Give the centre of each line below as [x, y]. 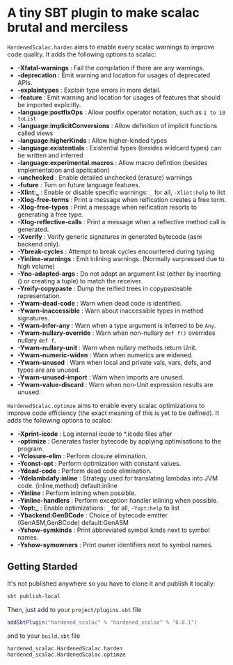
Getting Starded [42, 566]
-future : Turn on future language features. [79, 185]
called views [35, 133]
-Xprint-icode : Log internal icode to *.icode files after [95, 434]
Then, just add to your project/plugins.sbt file [74, 609]
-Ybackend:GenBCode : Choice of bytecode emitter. [93, 515]
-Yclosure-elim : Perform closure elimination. [82, 456]
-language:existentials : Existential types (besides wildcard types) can [119, 148]
